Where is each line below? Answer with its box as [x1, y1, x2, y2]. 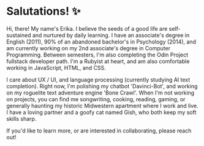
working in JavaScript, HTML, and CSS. [6, 64, 106, 71]
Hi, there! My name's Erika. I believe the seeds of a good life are [6, 25, 168, 32]
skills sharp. [6, 115, 37, 122]
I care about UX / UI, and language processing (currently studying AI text [6, 75, 191, 83]
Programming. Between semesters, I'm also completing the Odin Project [6, 51, 189, 58]
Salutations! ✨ [6, 4, 81, 18]
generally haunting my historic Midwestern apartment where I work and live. [6, 102, 198, 109]
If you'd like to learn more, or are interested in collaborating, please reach [6, 127, 192, 134]
